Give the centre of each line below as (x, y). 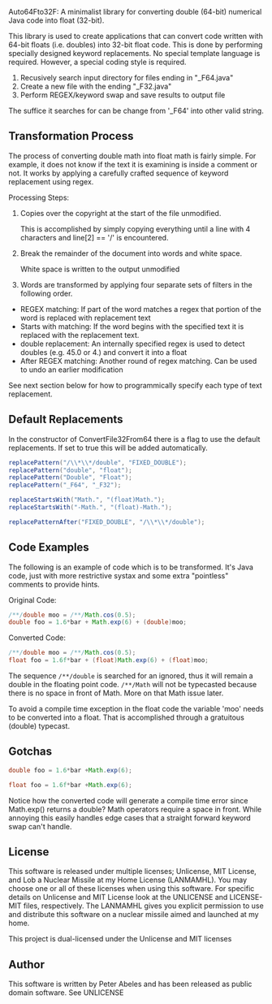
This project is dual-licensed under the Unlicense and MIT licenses (120, 939)
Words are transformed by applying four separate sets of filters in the (136, 284)
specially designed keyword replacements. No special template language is (134, 53)
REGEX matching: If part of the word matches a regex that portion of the (140, 309)
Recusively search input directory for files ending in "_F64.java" (127, 78)
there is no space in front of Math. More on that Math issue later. (116, 693)
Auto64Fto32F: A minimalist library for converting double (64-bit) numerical (135, 12)
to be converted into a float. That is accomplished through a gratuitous (127, 717)
